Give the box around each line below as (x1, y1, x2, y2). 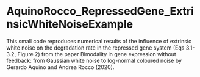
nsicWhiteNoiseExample (6, 17, 133, 31)
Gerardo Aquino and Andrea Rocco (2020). (6, 63, 115, 71)
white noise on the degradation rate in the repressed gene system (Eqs (6, 44, 185, 51)
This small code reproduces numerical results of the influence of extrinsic (6, 37, 192, 45)
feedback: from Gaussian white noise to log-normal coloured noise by (6, 57, 182, 64)
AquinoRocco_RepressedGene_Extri (6, 4, 194, 18)
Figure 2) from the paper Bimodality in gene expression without (17, 50, 177, 57)
